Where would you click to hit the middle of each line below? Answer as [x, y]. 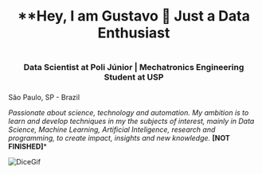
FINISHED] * [28, 146]
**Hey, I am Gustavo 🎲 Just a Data [134, 16]
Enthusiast [134, 33]
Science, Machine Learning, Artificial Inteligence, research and [112, 130]
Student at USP [134, 77]
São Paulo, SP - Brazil [44, 97]
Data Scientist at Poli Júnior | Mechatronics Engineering [134, 68]
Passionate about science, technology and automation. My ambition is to [129, 112]
